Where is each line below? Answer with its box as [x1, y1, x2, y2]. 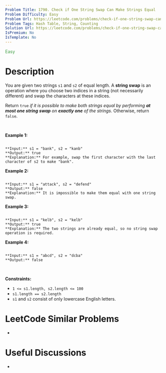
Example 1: [5, 132, 28, 138]
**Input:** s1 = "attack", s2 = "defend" [5, 182, 92, 186]
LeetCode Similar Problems [5, 313, 120, 324]
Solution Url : [5, 26, 35, 31]
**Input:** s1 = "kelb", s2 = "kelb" [5, 217, 83, 222]
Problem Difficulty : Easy [5, 12, 58, 17]
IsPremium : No [5, 30, 35, 35]
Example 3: [5, 203, 29, 209]
